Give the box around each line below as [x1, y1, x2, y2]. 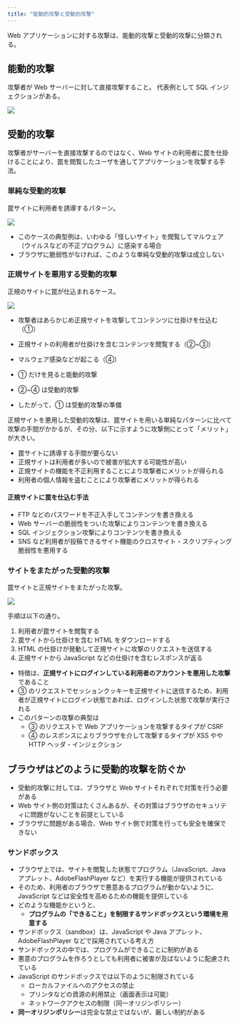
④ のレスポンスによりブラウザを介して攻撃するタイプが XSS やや [28, 731, 223, 740]
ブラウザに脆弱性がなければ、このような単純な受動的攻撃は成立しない [17, 250, 225, 258]
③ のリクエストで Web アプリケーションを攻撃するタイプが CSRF [28, 722, 224, 731]
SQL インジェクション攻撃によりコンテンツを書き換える [17, 528, 182, 537]
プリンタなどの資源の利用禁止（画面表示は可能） [28, 990, 173, 999]
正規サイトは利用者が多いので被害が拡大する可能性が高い [17, 458, 187, 466]
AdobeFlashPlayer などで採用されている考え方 [17, 937, 155, 945]
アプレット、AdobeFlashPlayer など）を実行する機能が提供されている [17, 874, 223, 882]
